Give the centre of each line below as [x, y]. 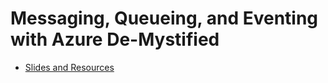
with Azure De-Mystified [115, 39]
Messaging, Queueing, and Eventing [164, 18]
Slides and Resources [69, 67]
